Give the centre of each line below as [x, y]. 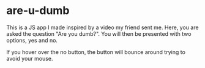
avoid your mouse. [30, 58]
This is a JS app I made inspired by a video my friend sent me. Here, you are [102, 27]
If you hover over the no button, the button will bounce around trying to [96, 52]
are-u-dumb [38, 11]
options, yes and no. [32, 40]
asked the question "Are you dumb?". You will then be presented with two [99, 33]
